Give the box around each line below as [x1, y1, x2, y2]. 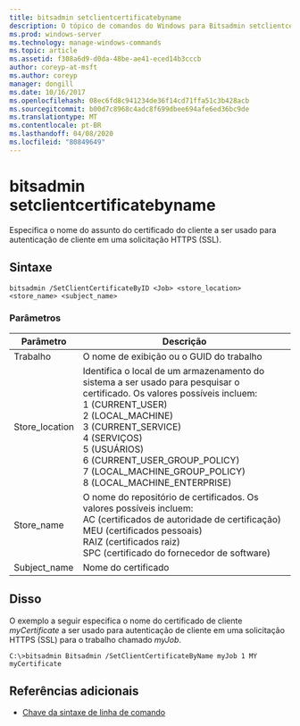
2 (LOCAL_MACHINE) [82, 409, 174, 421]
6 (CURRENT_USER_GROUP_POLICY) [82, 454, 240, 466]
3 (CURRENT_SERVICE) [82, 421, 182, 433]
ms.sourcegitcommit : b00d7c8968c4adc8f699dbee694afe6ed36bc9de [9, 104, 250, 113]
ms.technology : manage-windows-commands [9, 38, 162, 47]
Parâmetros [9, 312, 61, 324]
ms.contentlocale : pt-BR [9, 121, 102, 130]
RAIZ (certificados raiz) [82, 535, 181, 547]
